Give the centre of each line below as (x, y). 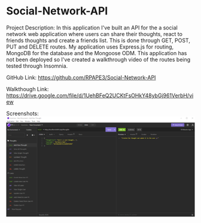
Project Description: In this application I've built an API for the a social (92, 28)
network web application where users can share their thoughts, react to (94, 34)
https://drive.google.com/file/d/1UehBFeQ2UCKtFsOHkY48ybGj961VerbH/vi (100, 95)
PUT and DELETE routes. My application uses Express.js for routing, (90, 47)
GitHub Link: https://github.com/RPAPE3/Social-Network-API (81, 77)
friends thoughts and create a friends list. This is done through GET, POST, (98, 40)
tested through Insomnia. (37, 66)
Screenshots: (22, 113)
